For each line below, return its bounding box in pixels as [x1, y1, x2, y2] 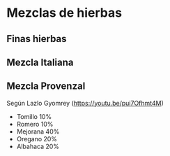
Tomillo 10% [16, 112, 52, 120]
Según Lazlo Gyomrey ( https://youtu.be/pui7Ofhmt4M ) [6, 99, 164, 107]
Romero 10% [16, 120, 54, 128]
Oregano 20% [16, 134, 57, 143]
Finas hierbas [6, 33, 67, 45]
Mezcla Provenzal [6, 80, 86, 92]
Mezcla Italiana [6, 56, 74, 68]
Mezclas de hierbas [6, 5, 123, 21]
